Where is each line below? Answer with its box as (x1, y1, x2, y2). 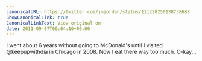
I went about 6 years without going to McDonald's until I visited (6, 42, 163, 49)
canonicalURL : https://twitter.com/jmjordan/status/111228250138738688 (6, 8, 190, 15)
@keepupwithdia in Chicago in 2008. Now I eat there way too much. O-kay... (6, 48, 197, 56)
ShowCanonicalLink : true (6, 14, 69, 20)
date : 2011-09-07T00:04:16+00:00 (6, 25, 90, 32)
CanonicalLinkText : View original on (6, 20, 101, 26)
